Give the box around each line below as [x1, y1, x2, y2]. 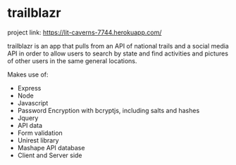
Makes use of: [7, 70, 49, 79]
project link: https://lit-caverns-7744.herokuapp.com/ [7, 28, 162, 37]
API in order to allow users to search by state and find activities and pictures [7, 49, 229, 58]
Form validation [17, 128, 63, 137]
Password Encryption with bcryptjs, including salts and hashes [17, 106, 200, 114]
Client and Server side [17, 151, 82, 159]
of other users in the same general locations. [7, 56, 137, 65]
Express [17, 84, 42, 92]
